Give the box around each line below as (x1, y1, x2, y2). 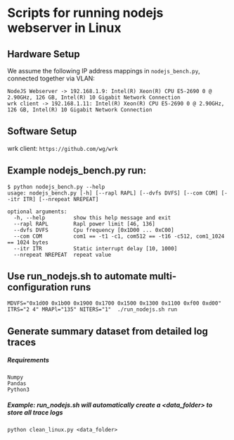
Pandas (7, 379, 27, 387)
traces (7, 336, 37, 348)
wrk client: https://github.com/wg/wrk (7, 144, 118, 152)
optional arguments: (7, 208, 68, 215)
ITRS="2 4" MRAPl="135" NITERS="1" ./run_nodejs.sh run (7, 306, 178, 313)
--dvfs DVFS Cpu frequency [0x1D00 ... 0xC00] (13, 226, 174, 233)
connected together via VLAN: (7, 74, 95, 82)
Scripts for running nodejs (7, 5, 164, 21)
